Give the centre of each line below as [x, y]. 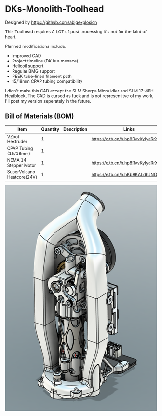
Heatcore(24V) [22, 177]
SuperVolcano [21, 172]
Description [75, 129]
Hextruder [17, 141]
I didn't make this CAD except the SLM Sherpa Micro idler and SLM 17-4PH [80, 91]
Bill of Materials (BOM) [40, 116]
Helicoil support [28, 66]
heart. [11, 37]
